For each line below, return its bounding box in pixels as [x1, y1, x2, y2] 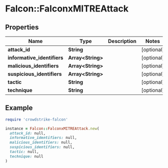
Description [108, 38, 136, 44]
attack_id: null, [9, 130, 46, 135]
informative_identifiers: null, [9, 135, 77, 140]
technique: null [9, 153, 43, 159]
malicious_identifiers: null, [9, 140, 72, 145]
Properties [5, 23, 39, 31]
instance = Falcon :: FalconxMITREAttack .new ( [5, 126, 99, 131]
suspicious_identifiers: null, [9, 144, 75, 150]
